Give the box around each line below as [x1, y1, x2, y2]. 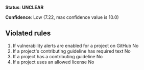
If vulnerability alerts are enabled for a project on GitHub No [12, 42, 139, 49]
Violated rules [5, 29, 51, 38]
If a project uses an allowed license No [12, 59, 94, 65]
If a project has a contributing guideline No [12, 53, 103, 59]
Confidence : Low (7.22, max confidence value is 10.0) [5, 14, 119, 20]
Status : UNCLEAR [5, 5, 44, 10]
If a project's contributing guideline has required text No [12, 48, 131, 54]
